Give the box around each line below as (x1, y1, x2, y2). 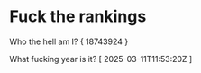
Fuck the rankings (9, 6, 147, 27)
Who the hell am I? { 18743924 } (9, 36, 129, 47)
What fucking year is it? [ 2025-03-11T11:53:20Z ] (9, 53, 193, 64)
